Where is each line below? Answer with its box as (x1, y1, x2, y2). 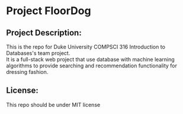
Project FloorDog (6, 4, 91, 18)
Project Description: (6, 28, 82, 38)
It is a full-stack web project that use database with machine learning (6, 56, 175, 63)
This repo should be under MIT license (6, 101, 101, 108)
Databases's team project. (6, 50, 70, 57)
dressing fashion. (6, 69, 49, 75)
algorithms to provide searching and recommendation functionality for (6, 62, 178, 69)
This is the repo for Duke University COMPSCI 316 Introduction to (6, 43, 166, 50)
